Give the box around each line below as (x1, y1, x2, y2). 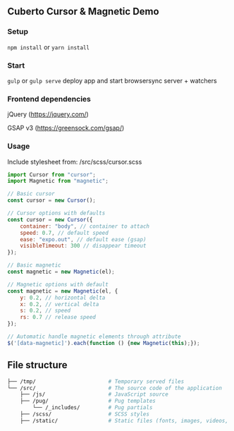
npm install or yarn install (7, 42, 90, 51)
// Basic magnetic (7, 262, 61, 269)
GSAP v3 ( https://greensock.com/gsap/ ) (7, 123, 125, 133)
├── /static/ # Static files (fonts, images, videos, (20, 417, 229, 424)
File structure (7, 359, 68, 371)
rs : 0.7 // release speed (20, 314, 97, 321)
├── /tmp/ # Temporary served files (7, 377, 185, 385)
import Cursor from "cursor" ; (7, 171, 97, 178)
